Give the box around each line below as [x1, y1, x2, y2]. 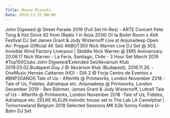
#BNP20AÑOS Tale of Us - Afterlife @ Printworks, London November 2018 [5, 75, 162, 81]
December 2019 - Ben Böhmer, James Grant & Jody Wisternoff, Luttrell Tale [5, 86, 164, 92]
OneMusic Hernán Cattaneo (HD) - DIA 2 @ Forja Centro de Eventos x [5, 69, 152, 76]
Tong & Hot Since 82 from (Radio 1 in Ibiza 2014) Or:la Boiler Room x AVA [5, 32, 159, 38]
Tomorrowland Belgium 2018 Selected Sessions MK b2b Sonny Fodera [5, 102, 154, 108]
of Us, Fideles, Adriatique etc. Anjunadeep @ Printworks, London [15, 80, 152, 87]
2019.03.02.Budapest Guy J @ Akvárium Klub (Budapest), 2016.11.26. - [5, 64, 154, 70]
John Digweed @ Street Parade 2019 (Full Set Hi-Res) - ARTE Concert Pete [5, 26, 163, 32]
